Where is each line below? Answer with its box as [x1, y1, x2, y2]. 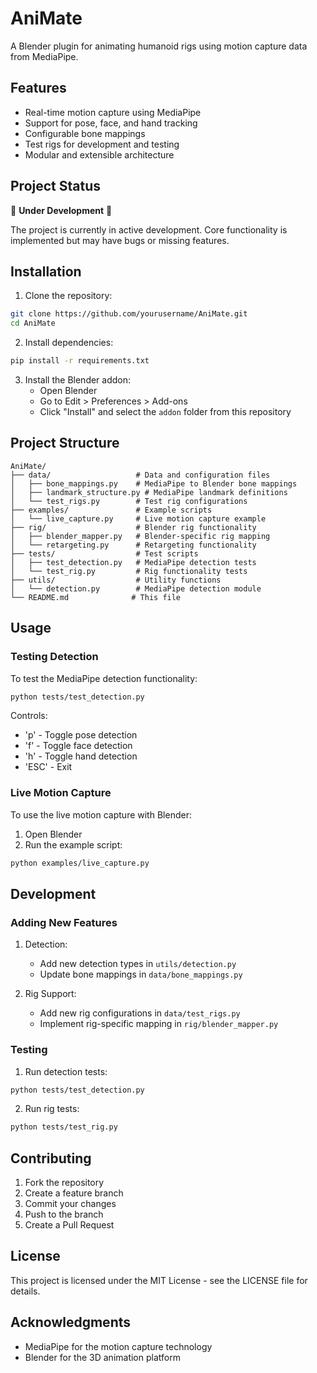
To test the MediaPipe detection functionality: [10, 672, 198, 684]
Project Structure [10, 435, 120, 452]
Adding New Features [10, 915, 118, 929]
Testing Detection [10, 650, 99, 664]
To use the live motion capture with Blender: [10, 808, 192, 821]
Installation [10, 263, 82, 280]
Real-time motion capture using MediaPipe [24, 106, 202, 118]
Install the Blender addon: [24, 374, 132, 386]
